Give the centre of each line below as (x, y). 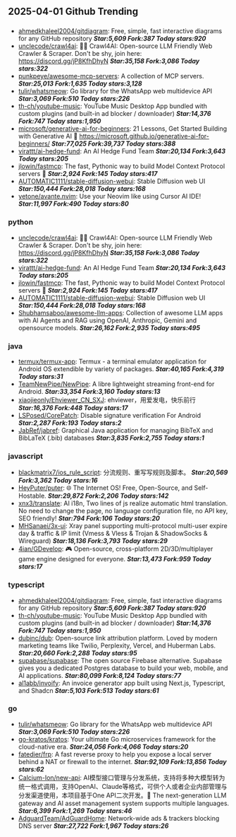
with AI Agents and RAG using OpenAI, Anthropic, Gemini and (107, 320)
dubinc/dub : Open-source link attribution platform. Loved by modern (118, 638)
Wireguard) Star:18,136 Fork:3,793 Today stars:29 (93, 541)
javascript (26, 456)
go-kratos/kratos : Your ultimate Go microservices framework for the (117, 739)
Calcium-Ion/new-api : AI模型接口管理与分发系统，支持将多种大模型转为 (122, 778)
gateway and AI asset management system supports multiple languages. (124, 803)
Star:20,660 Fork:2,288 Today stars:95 (77, 652)
